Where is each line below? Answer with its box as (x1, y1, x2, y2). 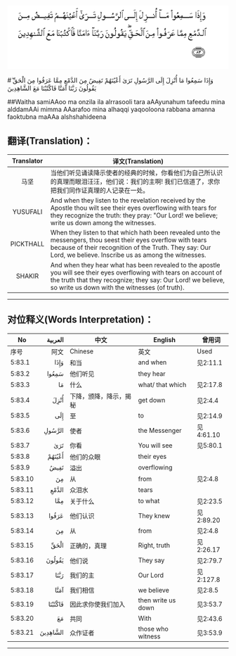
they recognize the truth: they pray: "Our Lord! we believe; (50, 211, 218, 220)
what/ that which (138, 380, 187, 389)
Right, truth (138, 541, 171, 550)
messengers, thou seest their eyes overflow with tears (50, 236, 207, 244)
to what (138, 497, 160, 505)
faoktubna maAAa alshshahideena (7, 113, 107, 121)
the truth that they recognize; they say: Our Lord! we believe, (50, 275, 225, 284)
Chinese (70, 347, 94, 355)
